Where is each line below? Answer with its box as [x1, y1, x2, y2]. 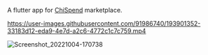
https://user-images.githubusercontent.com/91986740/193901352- [7, 19, 201, 27]
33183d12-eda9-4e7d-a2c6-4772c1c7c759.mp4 [7, 27, 146, 35]
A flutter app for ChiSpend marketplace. [7, 6, 123, 14]
